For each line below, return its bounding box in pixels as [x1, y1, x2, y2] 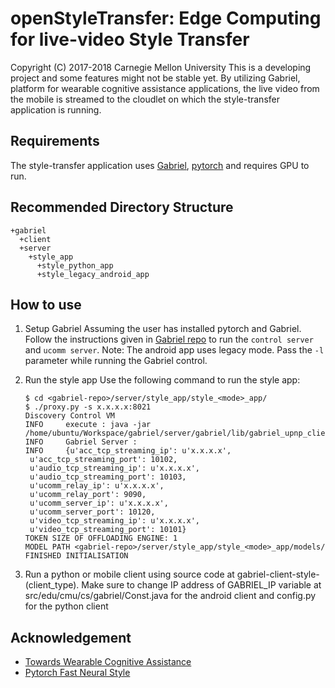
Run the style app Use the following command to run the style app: [24, 374, 301, 386]
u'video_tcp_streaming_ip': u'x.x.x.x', [29, 516, 201, 526]
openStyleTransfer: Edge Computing [10, 7, 322, 30]
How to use [10, 296, 82, 313]
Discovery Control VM [24, 411, 115, 421]
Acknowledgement [10, 629, 132, 646]
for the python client [24, 600, 109, 612]
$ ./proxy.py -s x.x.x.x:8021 [24, 402, 152, 412]
